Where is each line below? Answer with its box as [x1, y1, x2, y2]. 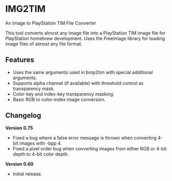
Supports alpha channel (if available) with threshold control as [12, 80, 144, 86]
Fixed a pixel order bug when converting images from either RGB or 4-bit [12, 145, 167, 151]
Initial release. [12, 171, 42, 177]
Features [5, 56, 34, 64]
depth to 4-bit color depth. [12, 151, 69, 157]
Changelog [5, 111, 41, 120]
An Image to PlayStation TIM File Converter [5, 20, 96, 26]
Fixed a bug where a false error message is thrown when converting [12, 134, 157, 141]
